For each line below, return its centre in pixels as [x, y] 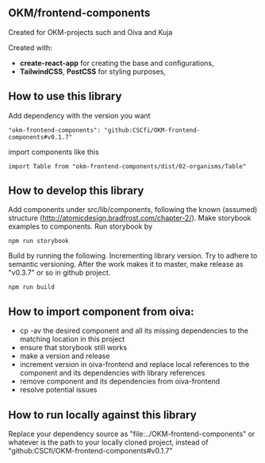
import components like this [54, 152]
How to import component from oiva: [101, 312]
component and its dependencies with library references [112, 373]
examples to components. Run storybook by [81, 226]
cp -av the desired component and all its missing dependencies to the [134, 331]
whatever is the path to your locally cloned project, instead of [108, 442]
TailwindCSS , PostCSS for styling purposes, [93, 71]
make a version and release [65, 356]
